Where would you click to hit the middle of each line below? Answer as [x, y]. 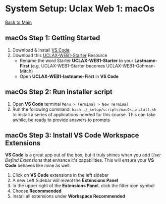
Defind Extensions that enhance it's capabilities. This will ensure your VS [80, 160]
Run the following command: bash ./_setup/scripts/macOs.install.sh [84, 109]
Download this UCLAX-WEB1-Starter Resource [60, 55]
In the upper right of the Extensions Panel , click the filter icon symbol [83, 186]
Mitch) [26, 71]
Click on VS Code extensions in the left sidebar [60, 175]
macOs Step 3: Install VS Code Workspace [72, 135]
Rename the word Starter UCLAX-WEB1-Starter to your [77, 61]
